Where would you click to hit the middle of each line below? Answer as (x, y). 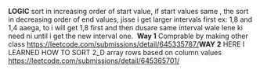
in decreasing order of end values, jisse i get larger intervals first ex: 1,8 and (130, 19)
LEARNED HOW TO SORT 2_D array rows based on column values (115, 52)
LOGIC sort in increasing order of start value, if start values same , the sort (128, 11)
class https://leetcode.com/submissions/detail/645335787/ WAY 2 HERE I (126, 44)
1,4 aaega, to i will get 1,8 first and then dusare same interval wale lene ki (125, 28)
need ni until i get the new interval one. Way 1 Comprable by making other (128, 36)
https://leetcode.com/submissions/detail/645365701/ (94, 61)
